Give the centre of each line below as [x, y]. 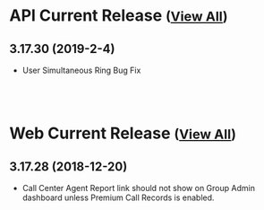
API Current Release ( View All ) [119, 16]
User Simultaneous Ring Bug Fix [81, 70]
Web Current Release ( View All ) [123, 133]
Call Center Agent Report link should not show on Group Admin [138, 188]
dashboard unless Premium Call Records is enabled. [118, 197]
